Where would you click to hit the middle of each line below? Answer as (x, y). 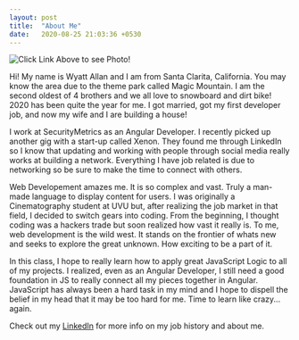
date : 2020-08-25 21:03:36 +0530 (75, 34)
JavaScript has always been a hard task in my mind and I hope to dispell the (149, 290)
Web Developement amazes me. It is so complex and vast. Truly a (130, 187)
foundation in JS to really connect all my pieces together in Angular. (134, 280)
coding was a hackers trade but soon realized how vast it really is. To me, (144, 225)
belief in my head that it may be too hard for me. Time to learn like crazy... (145, 299)
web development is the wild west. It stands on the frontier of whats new (143, 235)
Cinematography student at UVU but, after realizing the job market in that (144, 206)
